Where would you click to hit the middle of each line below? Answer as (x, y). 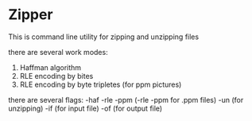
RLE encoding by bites (56, 76)
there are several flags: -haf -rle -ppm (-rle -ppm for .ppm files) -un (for (126, 100)
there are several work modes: (58, 52)
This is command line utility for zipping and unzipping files (104, 37)
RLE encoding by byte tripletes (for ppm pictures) (101, 84)
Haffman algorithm (50, 67)
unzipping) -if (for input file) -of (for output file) (85, 108)
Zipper (31, 15)
